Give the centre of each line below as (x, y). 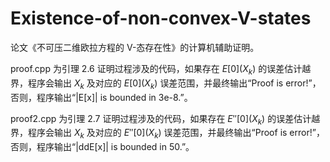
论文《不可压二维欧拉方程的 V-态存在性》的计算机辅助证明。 (135, 47)
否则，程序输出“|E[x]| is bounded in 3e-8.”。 (101, 97)
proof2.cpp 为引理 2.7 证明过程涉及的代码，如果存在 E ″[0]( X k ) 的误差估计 (161, 119)
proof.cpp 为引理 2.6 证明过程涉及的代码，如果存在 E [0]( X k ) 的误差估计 (156, 69)
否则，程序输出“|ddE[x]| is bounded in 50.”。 (102, 147)
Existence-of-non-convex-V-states (161, 18)
